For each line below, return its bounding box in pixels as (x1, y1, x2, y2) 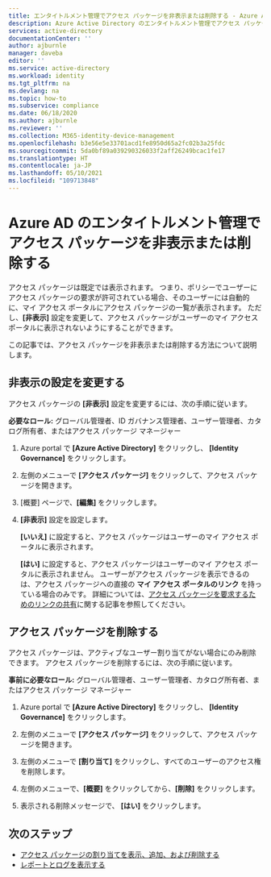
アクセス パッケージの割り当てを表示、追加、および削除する (19, 850, 220, 859)
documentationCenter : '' (8, 34, 92, 43)
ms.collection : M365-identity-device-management (8, 131, 175, 139)
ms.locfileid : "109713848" (8, 177, 99, 185)
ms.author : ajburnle (8, 117, 78, 125)
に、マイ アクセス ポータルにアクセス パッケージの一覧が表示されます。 (8, 302, 246, 312)
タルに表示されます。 (27, 542, 98, 551)
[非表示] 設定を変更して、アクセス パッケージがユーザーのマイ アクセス (23, 312, 259, 322)
